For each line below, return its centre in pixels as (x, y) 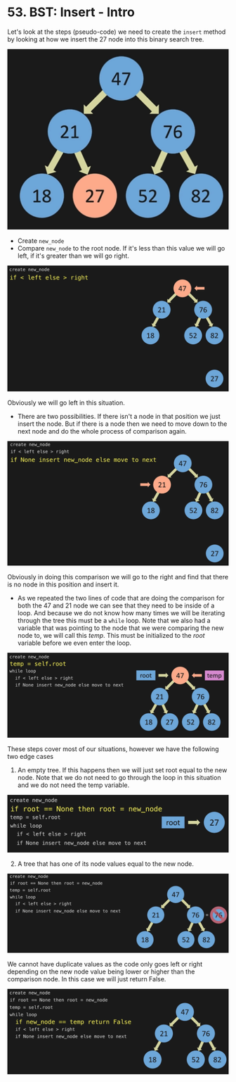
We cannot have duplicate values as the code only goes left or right (105, 964)
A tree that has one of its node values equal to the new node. (106, 864)
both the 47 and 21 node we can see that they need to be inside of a (116, 605)
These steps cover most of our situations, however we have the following (113, 749)
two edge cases (31, 757)
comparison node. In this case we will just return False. (87, 979)
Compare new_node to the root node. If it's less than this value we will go (121, 248)
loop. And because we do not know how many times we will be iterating (121, 613)
